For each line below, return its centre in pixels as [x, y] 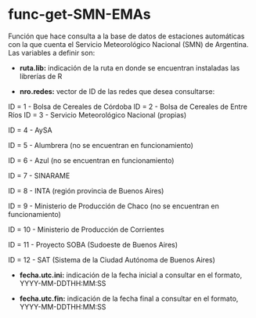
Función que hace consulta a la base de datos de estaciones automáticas [126, 36]
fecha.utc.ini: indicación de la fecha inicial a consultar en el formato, [131, 275]
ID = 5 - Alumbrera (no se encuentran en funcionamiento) [101, 145]
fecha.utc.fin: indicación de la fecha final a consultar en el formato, [129, 298]
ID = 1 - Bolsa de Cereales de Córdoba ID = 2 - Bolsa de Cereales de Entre [128, 107]
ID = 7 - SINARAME [39, 175]
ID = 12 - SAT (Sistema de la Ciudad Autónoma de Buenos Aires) [112, 259]
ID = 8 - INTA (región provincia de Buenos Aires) [86, 190]
